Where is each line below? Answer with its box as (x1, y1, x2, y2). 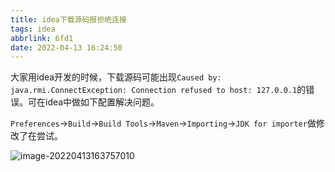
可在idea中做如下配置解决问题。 (27, 96, 160, 108)
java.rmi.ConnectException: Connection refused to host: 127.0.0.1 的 (10, 84, 307, 96)
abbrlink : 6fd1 (10, 33, 74, 43)
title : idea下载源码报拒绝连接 (10, 14, 127, 25)
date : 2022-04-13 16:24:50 (10, 42, 123, 53)
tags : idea (10, 24, 56, 34)
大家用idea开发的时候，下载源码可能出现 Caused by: (10, 71, 222, 83)
